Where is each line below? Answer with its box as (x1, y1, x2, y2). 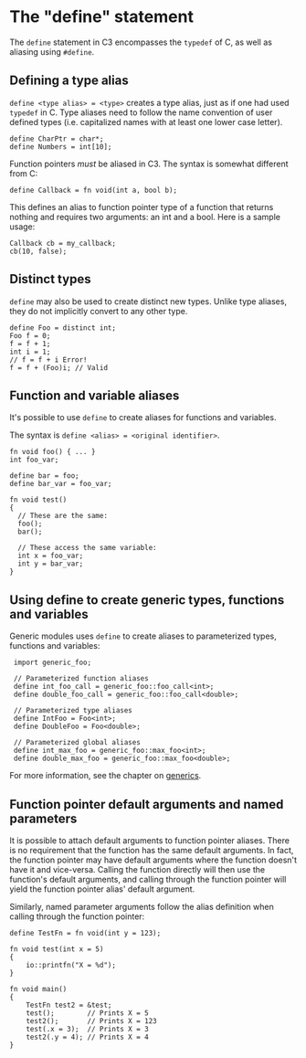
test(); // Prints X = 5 (26, 1009, 149, 1018)
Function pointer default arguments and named (9, 797, 284, 812)
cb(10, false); (9, 247, 68, 256)
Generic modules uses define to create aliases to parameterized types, (9, 630, 277, 641)
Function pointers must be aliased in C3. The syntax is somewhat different (9, 158, 289, 169)
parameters (9, 810, 78, 826)
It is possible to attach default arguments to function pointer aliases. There (9, 835, 290, 846)
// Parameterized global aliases (13, 738, 142, 747)
